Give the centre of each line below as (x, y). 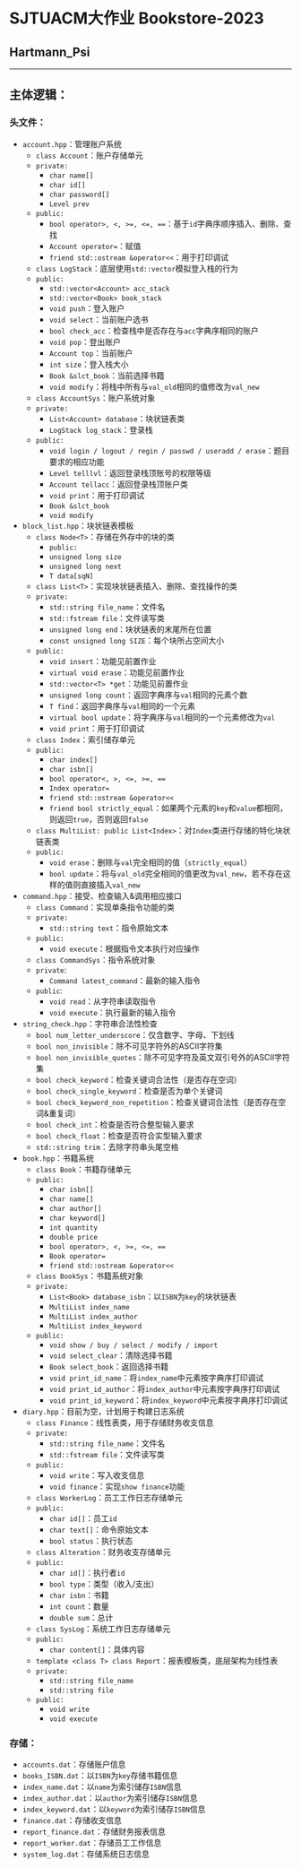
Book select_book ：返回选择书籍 (108, 1366)
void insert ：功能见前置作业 (103, 661)
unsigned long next (86, 566)
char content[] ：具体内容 (97, 1649)
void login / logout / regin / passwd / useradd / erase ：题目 (169, 450)
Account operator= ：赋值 (95, 246)
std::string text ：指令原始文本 (108, 928)
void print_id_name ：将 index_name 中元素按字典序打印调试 (156, 1378)
